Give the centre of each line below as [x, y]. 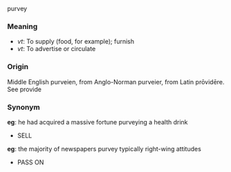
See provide [24, 89]
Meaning [22, 26]
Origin [18, 67]
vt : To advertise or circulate [56, 49]
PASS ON [30, 162]
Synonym [24, 107]
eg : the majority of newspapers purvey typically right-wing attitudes [104, 149]
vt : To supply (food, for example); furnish [76, 41]
